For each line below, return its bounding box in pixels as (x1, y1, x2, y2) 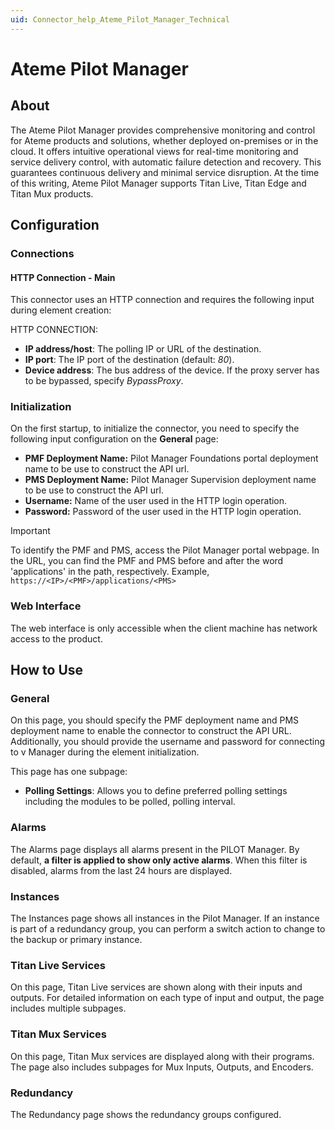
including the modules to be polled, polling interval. (24, 796, 236, 808)
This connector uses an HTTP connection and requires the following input (10, 294, 315, 306)
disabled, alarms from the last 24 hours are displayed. (10, 864, 233, 876)
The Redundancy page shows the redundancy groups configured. (10, 1108, 282, 1120)
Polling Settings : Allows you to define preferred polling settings (24, 785, 288, 797)
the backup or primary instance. (10, 934, 143, 946)
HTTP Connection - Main (10, 271, 116, 283)
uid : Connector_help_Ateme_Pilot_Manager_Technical (10, 14, 230, 25)
